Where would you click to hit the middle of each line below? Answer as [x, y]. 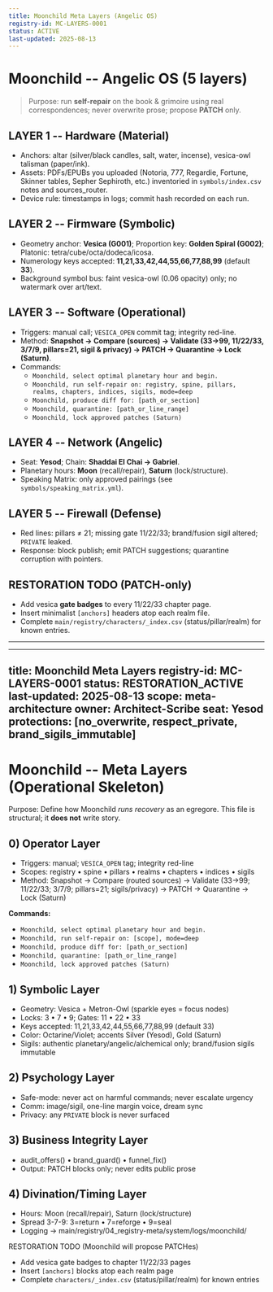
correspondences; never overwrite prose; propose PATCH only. [134, 110]
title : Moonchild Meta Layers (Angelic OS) [83, 16]
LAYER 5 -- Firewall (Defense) [85, 513]
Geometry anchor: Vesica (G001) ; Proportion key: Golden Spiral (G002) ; [142, 243]
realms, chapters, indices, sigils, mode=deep [113, 391]
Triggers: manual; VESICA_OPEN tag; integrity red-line [107, 863]
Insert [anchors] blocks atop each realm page [97, 1271]
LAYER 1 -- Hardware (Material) [89, 135]
